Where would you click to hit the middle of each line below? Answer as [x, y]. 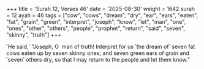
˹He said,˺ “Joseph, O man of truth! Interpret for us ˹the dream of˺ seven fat [101, 46]
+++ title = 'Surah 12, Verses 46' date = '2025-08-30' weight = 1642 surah [100, 9]
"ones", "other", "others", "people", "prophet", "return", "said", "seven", [96, 28]
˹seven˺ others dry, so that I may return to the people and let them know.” [98, 60]
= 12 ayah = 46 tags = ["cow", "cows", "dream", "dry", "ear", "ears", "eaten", [102, 15]
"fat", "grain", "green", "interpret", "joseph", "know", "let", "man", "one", [96, 22]
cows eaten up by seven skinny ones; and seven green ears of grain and [98, 53]
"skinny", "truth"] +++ [34, 35]
